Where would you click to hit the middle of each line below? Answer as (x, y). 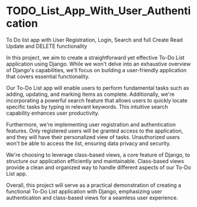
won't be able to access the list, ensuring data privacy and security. (88, 143)
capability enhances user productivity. (53, 113)
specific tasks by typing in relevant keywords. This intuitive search (87, 106)
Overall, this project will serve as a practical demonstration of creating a (94, 185)
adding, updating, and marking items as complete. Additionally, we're (90, 94)
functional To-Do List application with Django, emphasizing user (84, 191)
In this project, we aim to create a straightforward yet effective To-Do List (95, 57)
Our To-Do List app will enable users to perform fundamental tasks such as (98, 88)
